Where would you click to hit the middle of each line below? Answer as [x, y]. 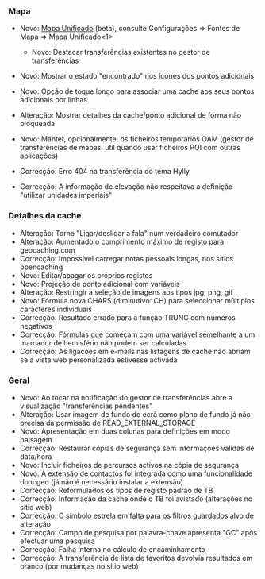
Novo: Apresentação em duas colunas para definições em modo [125, 431]
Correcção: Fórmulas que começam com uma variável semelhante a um [137, 334]
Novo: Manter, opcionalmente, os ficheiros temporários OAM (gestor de [136, 139]
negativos [36, 326]
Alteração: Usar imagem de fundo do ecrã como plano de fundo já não [135, 414]
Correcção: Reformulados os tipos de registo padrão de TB [116, 490]
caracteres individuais [56, 309]
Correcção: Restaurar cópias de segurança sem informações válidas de [137, 448]
